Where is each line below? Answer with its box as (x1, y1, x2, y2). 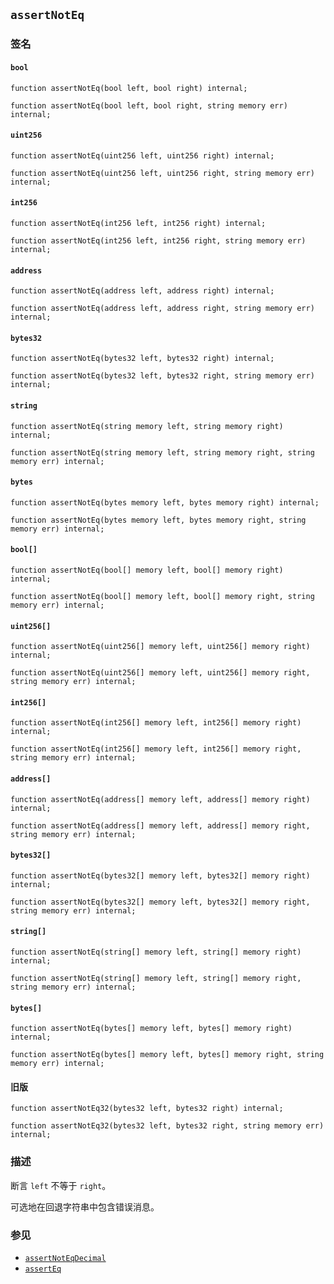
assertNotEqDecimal (24, 1253, 107, 1263)
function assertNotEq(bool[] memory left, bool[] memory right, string (10, 591, 315, 601)
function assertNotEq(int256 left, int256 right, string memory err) (10, 235, 307, 246)
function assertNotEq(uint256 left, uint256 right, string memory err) (10, 168, 315, 178)
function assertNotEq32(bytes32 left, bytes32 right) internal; (10, 1104, 284, 1114)
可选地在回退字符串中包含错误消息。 (10, 1200, 160, 1213)
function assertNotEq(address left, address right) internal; (10, 286, 275, 296)
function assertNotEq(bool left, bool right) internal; (10, 83, 248, 93)
